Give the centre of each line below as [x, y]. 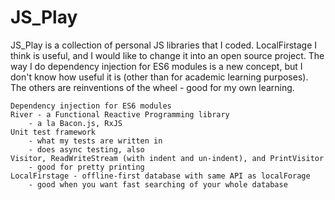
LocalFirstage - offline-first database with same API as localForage [160, 176]
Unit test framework [53, 132]
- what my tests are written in [95, 141]
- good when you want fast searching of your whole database [158, 184]
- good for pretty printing [86, 167]
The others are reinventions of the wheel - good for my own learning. [152, 87]
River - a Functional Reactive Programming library [120, 114]
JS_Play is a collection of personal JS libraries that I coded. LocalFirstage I [164, 45]
